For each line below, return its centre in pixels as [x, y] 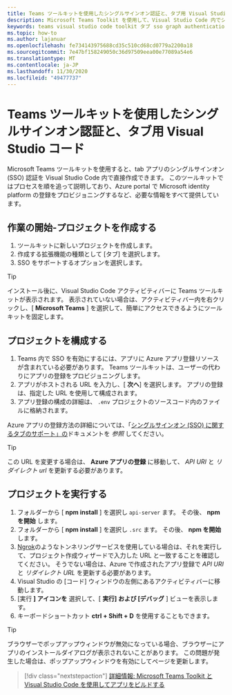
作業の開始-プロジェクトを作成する [82, 228]
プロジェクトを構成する [57, 340]
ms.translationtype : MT [41, 59]
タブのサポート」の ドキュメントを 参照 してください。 [90, 433]
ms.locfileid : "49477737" [44, 78]
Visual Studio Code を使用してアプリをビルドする [94, 684]
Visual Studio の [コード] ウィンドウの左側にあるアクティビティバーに [116, 581]
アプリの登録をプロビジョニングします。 [87, 375]
